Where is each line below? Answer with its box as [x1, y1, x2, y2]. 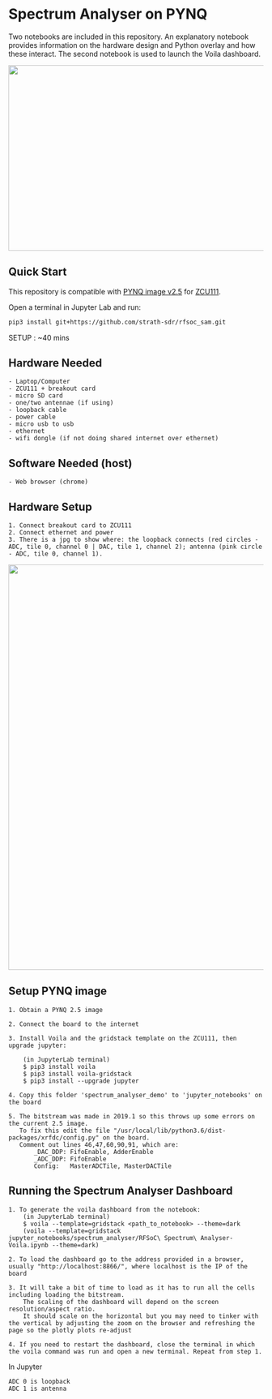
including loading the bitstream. [8, 1290, 125, 1298]
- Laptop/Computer [8, 378, 70, 386]
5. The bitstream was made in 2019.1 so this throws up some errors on [8, 1112, 255, 1120]
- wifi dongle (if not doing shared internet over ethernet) [8, 435, 219, 443]
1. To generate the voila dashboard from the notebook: [8, 1205, 201, 1213]
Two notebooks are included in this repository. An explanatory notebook [8, 32, 249, 41]
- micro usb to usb [8, 420, 74, 428]
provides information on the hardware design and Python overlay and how [8, 40, 257, 49]
